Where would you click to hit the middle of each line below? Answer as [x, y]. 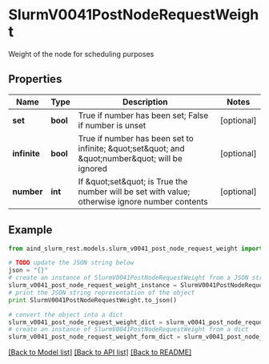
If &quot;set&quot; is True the [133, 181]
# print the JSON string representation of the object [102, 293]
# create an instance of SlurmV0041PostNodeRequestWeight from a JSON [128, 278]
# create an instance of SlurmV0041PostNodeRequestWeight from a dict [128, 330]
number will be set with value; [134, 192]
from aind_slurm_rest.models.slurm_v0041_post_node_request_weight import [136, 249]
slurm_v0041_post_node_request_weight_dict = [85, 322]
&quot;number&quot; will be [130, 158]
